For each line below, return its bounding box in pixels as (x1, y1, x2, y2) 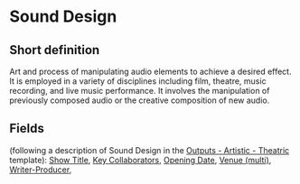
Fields (9, 121, 45, 136)
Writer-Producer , (9, 164, 72, 175)
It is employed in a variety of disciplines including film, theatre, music (9, 76, 267, 87)
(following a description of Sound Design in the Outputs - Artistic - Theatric (9, 144, 290, 155)
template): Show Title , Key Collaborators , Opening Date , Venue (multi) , (9, 154, 272, 165)
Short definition (9, 42, 100, 58)
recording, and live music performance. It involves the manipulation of (9, 86, 270, 96)
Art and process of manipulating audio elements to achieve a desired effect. (9, 66, 292, 77)
